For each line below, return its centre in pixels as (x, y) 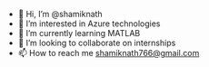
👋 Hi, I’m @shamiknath (60, 14)
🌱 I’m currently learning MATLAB (79, 33)
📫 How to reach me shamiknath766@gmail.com (109, 53)
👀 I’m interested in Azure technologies (89, 24)
